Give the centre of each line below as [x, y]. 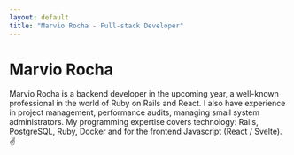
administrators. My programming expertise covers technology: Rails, [134, 122]
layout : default [39, 17]
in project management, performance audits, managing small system [134, 112]
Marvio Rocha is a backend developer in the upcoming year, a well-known [144, 94]
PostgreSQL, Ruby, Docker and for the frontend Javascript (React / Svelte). [146, 132]
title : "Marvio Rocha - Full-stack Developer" [97, 26]
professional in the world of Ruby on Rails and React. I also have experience [147, 104]
